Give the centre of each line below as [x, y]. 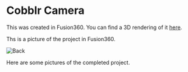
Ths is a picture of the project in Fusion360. [61, 39]
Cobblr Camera [46, 11]
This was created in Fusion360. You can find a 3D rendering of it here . [94, 27]
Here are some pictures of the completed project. [68, 62]
